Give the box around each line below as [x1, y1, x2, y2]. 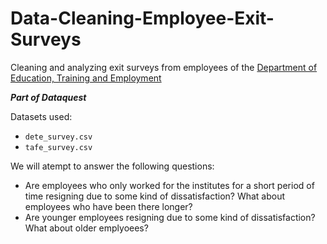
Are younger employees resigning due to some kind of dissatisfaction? [24, 211, 316, 223]
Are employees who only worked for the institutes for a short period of [24, 179, 315, 191]
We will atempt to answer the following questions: [10, 160, 215, 172]
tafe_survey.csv [24, 142, 93, 152]
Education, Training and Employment [10, 72, 162, 84]
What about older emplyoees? [24, 222, 149, 234]
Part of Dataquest [10, 91, 87, 103]
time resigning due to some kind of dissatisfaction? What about [24, 190, 286, 202]
